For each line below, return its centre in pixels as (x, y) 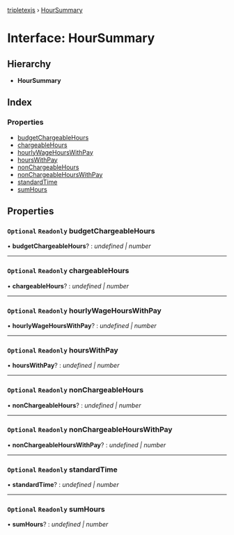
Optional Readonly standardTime (63, 470)
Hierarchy (29, 64)
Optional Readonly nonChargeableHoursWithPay (90, 430)
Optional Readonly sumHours (56, 509)
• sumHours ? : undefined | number (58, 525)
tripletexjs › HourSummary (45, 10)
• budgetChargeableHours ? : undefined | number (79, 246)
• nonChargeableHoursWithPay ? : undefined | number (87, 444)
